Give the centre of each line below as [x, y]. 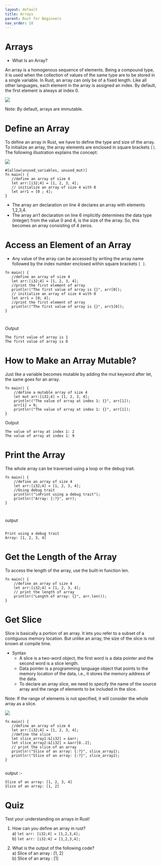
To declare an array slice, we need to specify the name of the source [88, 684]
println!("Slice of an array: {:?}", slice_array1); [66, 751]
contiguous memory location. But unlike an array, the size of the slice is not [80, 638]
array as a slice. [21, 703]
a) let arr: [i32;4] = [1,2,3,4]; [46, 833]
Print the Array [35, 455]
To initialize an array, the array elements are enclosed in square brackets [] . [80, 147]
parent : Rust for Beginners [33, 18]
